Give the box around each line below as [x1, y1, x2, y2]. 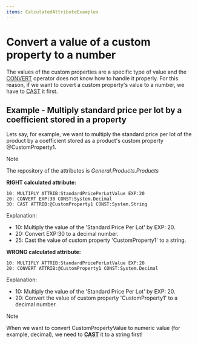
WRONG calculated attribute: [6, 249, 81, 256]
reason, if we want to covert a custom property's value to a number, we [6, 81, 185, 88]
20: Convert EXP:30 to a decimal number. [15, 230, 119, 238]
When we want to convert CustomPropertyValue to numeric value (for [6, 325, 180, 332]
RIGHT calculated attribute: [6, 179, 77, 186]
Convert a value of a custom [6, 35, 151, 49]
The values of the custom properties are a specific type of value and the [6, 68, 186, 75]
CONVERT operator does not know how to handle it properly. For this [6, 74, 179, 82]
